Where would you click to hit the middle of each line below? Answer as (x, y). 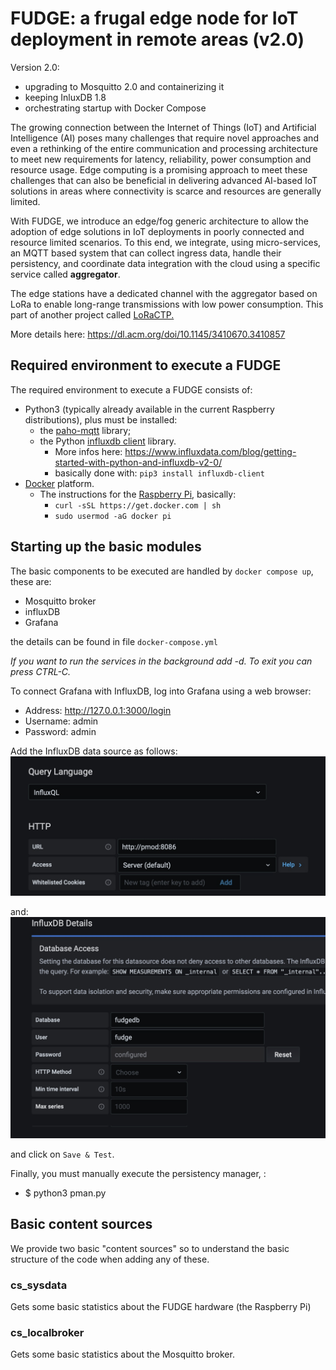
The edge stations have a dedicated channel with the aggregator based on (164, 293)
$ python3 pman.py (65, 1193)
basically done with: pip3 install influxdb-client (159, 473)
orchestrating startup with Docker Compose (115, 108)
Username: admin (61, 721)
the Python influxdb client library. (108, 441)
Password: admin (60, 731)
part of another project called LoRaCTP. (92, 314)
